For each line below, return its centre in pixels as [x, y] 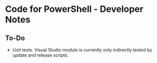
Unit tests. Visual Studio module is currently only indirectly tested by [82, 50]
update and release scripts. [40, 55]
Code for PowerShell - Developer [74, 9]
